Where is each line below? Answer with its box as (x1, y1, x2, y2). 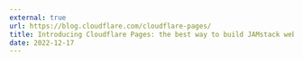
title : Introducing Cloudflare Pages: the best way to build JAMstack (9, 30, 280, 39)
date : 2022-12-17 (9, 38, 75, 48)
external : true (9, 13, 67, 22)
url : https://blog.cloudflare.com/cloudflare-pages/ (9, 22, 212, 30)
